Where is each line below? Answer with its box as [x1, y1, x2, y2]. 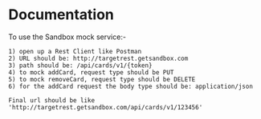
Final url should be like [8, 96, 95, 105]
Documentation [8, 6, 115, 24]
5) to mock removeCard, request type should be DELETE [8, 75, 196, 83]
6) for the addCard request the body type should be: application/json [8, 82, 253, 90]
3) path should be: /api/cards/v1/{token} [8, 61, 153, 69]
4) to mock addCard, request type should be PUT [8, 68, 174, 77]
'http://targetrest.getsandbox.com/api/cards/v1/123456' [8, 103, 203, 111]
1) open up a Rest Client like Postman [8, 47, 142, 55]
